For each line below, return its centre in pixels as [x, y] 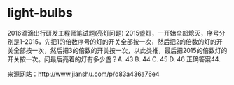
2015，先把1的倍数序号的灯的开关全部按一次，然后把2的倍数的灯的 [121, 41]
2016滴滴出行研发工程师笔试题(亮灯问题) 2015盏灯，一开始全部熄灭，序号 [113, 33]
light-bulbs [40, 13]
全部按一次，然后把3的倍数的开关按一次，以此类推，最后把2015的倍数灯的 [120, 50]
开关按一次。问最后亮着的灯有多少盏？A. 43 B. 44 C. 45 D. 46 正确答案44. [114, 59]
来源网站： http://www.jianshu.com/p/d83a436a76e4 [83, 74]
